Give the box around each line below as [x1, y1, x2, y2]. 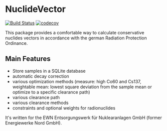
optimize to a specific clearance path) [12, 89, 91, 95]
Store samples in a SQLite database [12, 68, 86, 74]
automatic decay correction [12, 73, 69, 79]
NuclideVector [5, 3, 66, 15]
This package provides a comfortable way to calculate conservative [5, 29, 145, 35]
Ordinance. [5, 40, 28, 46]
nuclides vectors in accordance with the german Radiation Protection [5, 35, 147, 41]
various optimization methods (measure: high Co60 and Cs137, [12, 78, 142, 84]
